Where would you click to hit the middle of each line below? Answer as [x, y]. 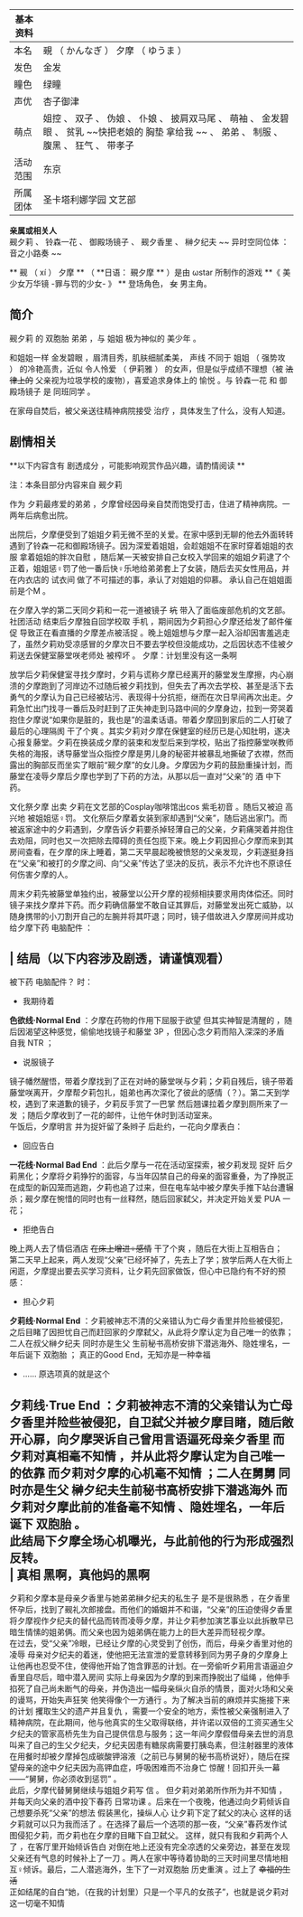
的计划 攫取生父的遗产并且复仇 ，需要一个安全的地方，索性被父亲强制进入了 [150, 1711]
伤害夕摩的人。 [45, 874]
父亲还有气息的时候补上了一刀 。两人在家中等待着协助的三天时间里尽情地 [145, 1858]
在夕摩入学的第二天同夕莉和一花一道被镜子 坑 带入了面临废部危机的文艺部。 [150, 610]
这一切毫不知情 [37, 1903]
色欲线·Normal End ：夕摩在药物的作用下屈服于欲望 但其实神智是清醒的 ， [147, 1020]
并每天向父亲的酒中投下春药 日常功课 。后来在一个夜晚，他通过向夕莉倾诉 [146, 1801]
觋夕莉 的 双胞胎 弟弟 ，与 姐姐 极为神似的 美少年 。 [105, 338]
